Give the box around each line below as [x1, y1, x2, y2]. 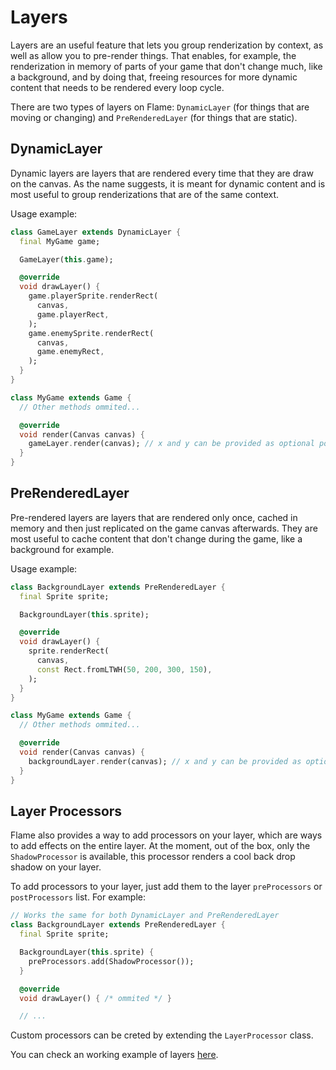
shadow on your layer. [10, 861, 102, 873]
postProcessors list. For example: [10, 891, 146, 903]
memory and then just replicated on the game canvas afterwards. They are [10, 522, 318, 534]
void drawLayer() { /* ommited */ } [19, 993, 172, 1003]
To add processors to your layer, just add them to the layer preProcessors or [10, 881, 323, 893]
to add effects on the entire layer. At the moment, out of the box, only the [10, 840, 311, 852]
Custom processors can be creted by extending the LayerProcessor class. [10, 1029, 314, 1041]
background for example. [10, 543, 115, 555]
